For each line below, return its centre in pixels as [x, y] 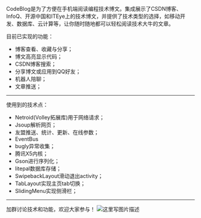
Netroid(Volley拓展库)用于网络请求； [60, 117]
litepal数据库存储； [38, 168]
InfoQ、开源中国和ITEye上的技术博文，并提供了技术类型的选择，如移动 [93, 16]
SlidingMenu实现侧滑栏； [46, 191]
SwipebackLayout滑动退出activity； [59, 176]
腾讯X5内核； [31, 153]
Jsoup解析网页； [36, 125]
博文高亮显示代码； [39, 56]
